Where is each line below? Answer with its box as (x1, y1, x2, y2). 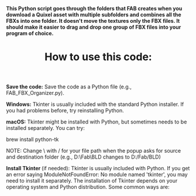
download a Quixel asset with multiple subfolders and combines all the (6, 11, 181, 18)
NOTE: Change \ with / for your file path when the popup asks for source (6, 147, 181, 154)
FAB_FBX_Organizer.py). (6, 90, 64, 97)
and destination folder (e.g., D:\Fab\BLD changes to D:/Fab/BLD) (6, 153, 161, 160)
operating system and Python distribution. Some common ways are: (6, 184, 170, 191)
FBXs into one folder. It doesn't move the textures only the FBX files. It (6, 18, 180, 24)
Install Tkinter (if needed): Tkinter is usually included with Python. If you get (6, 165, 190, 172)
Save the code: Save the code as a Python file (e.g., (6, 83, 132, 90)
